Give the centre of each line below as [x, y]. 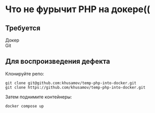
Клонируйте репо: [25, 73]
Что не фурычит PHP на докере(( [78, 9]
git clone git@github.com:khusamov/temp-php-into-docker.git [71, 83]
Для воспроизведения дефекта [58, 62]
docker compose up [24, 106]
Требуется [23, 28]
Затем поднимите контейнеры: [39, 97]
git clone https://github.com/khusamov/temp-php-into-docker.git [75, 87]
